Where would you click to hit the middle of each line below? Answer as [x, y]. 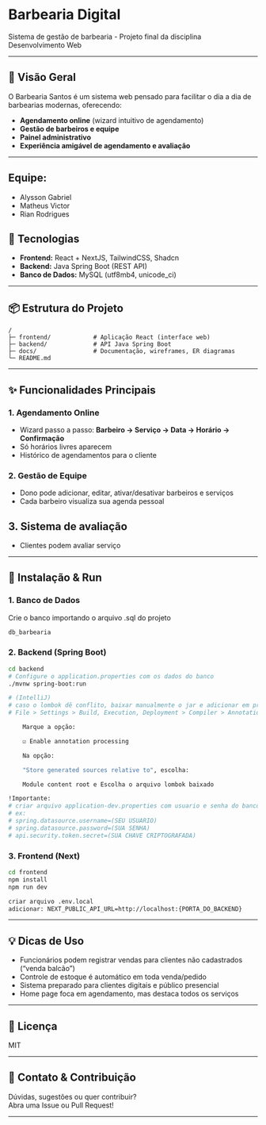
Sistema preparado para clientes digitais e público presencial [119, 985]
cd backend [26, 669]
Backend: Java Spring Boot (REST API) [84, 267]
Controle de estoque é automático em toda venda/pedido [113, 977]
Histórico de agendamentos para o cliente [88, 455]
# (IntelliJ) [30, 698]
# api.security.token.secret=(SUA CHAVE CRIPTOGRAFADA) [102, 835]
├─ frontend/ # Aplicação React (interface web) [110, 338]
